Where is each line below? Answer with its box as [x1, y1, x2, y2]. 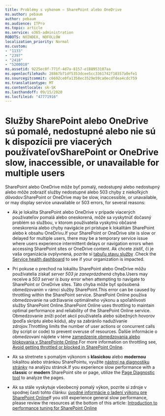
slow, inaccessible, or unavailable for [5, 157, 160, 168]
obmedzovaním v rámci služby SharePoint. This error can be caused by [12, 287, 156, 293]
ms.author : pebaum [5, 12, 43, 17]
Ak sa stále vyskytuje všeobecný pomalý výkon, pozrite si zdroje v [12, 384, 147, 390]
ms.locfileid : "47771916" [5, 94, 58, 99]
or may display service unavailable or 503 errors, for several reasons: [5, 200, 146, 206]
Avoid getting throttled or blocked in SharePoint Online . [12, 344, 124, 350]
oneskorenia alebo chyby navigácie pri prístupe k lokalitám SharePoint [12, 225, 155, 231]
